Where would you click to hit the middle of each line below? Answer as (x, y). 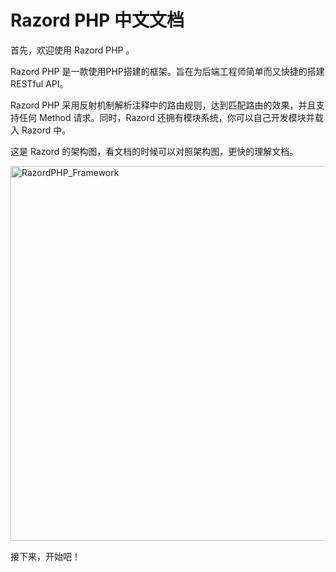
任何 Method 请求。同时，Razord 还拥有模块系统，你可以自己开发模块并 (166, 117)
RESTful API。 (39, 83)
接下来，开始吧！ (45, 556)
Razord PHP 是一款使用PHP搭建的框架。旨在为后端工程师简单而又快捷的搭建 (167, 71)
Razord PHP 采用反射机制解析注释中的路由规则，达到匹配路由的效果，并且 (163, 105)
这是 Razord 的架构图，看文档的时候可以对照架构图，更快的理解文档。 (154, 151)
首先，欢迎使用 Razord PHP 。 (72, 50)
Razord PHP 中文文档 (97, 20)
